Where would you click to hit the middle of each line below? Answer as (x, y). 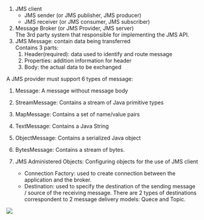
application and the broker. (58, 180)
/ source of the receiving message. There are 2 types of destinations (110, 193)
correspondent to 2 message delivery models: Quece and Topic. (105, 199)
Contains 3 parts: (37, 48)
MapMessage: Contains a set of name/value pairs (77, 114)
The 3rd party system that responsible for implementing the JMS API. (102, 35)
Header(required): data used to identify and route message (98, 54)
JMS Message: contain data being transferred (73, 41)
